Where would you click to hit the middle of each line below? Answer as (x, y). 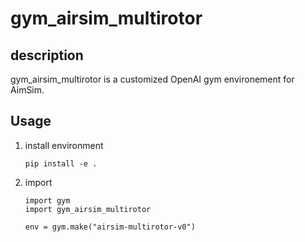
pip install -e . (61, 163)
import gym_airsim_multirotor (88, 209)
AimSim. (27, 90)
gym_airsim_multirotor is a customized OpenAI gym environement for (152, 79)
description (47, 55)
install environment (64, 145)
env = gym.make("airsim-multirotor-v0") (110, 227)
